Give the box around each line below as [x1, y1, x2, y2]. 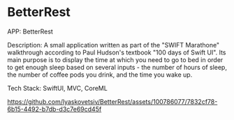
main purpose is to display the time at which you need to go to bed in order [7, 55, 224, 63]
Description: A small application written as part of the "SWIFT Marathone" [7, 40, 220, 49]
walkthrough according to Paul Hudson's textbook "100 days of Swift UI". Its [7, 48, 226, 57]
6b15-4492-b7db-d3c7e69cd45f [7, 105, 102, 113]
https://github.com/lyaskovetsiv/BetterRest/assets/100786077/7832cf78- [7, 97, 218, 105]
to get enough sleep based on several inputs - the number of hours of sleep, [7, 63, 227, 71]
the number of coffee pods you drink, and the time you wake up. [7, 70, 193, 79]
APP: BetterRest [7, 27, 54, 36]
